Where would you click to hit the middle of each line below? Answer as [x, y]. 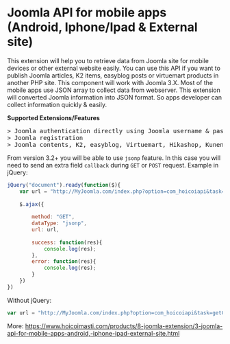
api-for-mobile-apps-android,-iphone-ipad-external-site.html [93, 333]
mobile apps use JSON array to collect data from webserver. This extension [114, 90]
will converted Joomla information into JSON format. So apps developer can [115, 97]
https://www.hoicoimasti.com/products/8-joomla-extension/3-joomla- [124, 326]
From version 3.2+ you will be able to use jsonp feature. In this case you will [114, 158]
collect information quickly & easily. [57, 104]
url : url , [46, 230]
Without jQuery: [29, 300]
